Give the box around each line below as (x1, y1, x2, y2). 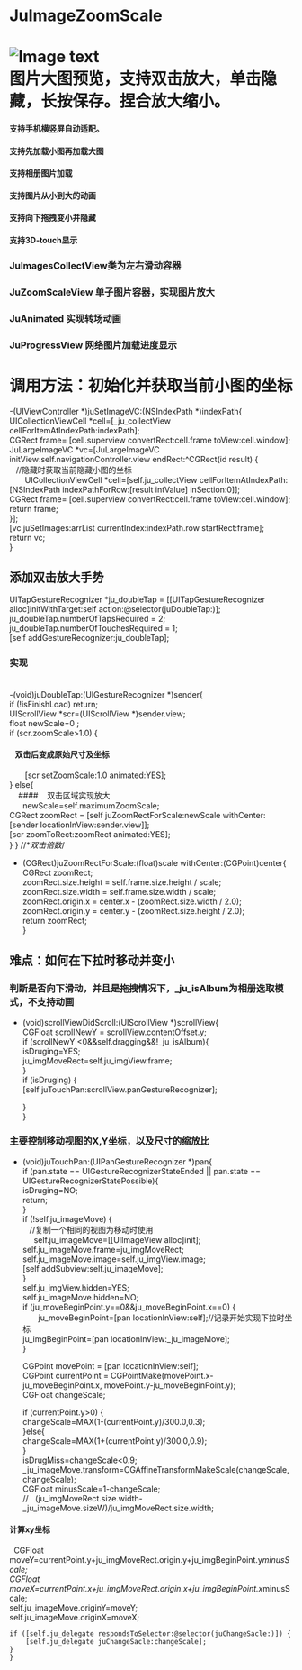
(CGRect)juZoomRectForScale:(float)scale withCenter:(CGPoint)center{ (22, 857, 287, 868)
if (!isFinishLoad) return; (9, 698, 99, 709)
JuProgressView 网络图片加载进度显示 (9, 339, 178, 351)
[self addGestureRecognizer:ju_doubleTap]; (9, 633, 170, 643)
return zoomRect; (22, 915, 87, 926)
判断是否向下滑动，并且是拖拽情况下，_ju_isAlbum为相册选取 (9, 982, 275, 995)
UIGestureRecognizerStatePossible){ (22, 1175, 159, 1186)
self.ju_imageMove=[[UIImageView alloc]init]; (33, 1234, 201, 1245)
